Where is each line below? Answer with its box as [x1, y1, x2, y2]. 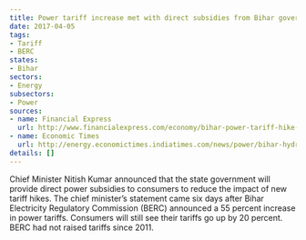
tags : [9, 30, 30, 39]
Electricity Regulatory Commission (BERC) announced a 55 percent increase [9, 202, 296, 214]
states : [9, 55, 39, 65]
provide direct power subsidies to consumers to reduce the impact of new [9, 183, 288, 194]
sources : [9, 106, 43, 115]
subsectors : [9, 89, 55, 98]
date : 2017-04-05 [9, 22, 76, 31]
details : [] [9, 148, 55, 157]
